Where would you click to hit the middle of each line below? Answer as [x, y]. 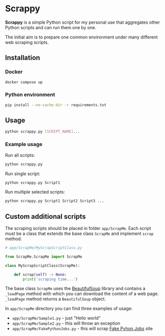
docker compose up [24, 82]
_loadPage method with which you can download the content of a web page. [82, 294]
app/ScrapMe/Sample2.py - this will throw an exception [66, 323]
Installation [23, 58]
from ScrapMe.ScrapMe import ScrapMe [44, 257]
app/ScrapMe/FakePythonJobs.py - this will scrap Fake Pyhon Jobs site [82, 329]
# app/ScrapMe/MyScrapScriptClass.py [44, 248]
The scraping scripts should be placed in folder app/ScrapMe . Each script [78, 228]
